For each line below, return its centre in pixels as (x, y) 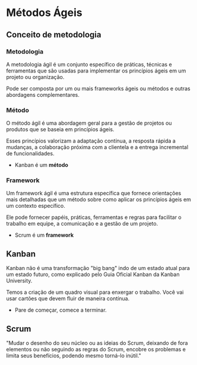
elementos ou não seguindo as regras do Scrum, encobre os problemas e (96, 350)
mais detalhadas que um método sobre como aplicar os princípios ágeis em (99, 199)
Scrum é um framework (44, 235)
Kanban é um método (41, 165)
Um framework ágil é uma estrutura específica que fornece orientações (94, 193)
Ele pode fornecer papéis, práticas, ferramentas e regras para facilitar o (94, 217)
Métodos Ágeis (44, 13)
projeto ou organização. (35, 77)
